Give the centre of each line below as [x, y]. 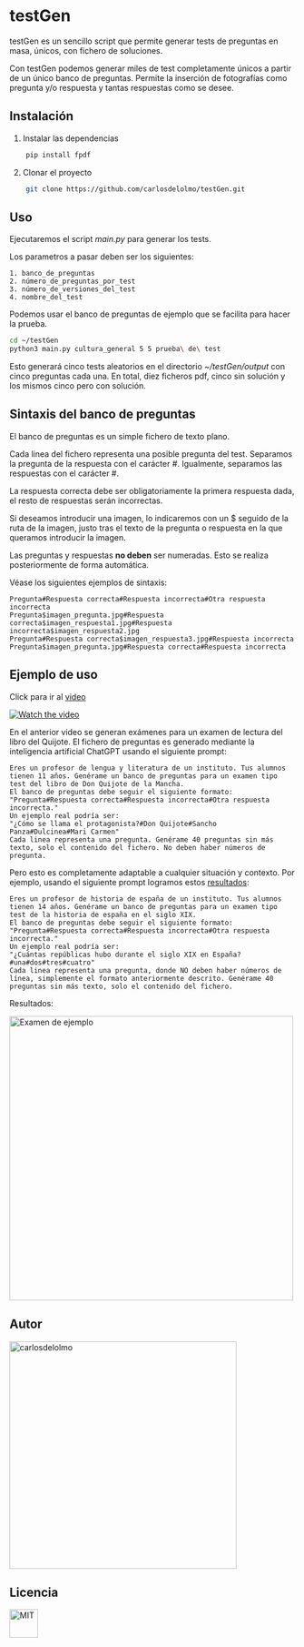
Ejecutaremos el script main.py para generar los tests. [110, 239]
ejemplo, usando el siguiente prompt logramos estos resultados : [129, 882]
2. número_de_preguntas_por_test [73, 282]
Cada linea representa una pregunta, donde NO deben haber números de [146, 970]
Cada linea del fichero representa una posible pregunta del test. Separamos [151, 454]
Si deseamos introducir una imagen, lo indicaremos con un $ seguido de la [149, 518]
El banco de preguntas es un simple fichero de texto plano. [119, 436]
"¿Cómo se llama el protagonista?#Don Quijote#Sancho [113, 823]
